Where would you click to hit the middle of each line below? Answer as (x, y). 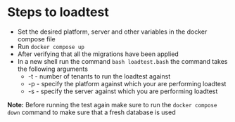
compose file (37, 39)
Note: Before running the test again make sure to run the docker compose (112, 104)
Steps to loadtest (58, 12)
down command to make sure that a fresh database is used (91, 112)
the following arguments (52, 69)
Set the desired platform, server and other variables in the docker (112, 32)
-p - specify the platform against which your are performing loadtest (127, 83)
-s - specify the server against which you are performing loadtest (123, 91)
